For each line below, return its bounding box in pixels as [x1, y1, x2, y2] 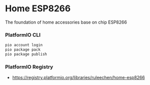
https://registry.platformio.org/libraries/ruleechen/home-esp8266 [12, 75, 145, 81]
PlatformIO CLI [5, 31, 41, 38]
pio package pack [5, 47, 41, 52]
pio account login [5, 43, 43, 48]
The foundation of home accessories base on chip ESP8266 [5, 19, 127, 25]
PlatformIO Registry [5, 63, 53, 70]
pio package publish [5, 52, 48, 57]
